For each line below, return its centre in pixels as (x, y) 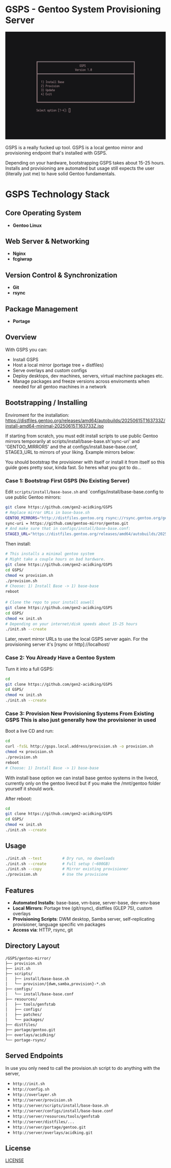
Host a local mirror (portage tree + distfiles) (58, 365)
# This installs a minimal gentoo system (50, 554)
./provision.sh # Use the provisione (57, 875)
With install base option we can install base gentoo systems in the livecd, (82, 778)
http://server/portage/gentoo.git (49, 1127)
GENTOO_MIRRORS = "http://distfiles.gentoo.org (54, 518)
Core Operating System (43, 213)
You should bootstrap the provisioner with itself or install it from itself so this (85, 462)
